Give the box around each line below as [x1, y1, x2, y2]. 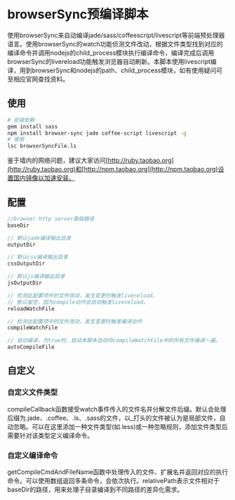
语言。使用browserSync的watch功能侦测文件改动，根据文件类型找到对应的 [7, 39, 223, 48]
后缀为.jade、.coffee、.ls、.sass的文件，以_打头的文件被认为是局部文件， [7, 414, 220, 422]
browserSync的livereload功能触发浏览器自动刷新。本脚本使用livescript [7, 57, 211, 65]
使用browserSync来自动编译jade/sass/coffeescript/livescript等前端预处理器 [7, 31, 225, 39]
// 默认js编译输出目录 [7, 273, 65, 280]
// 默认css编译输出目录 [7, 254, 69, 261]
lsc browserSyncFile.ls [7, 143, 77, 150]
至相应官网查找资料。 [7, 74, 69, 83]
